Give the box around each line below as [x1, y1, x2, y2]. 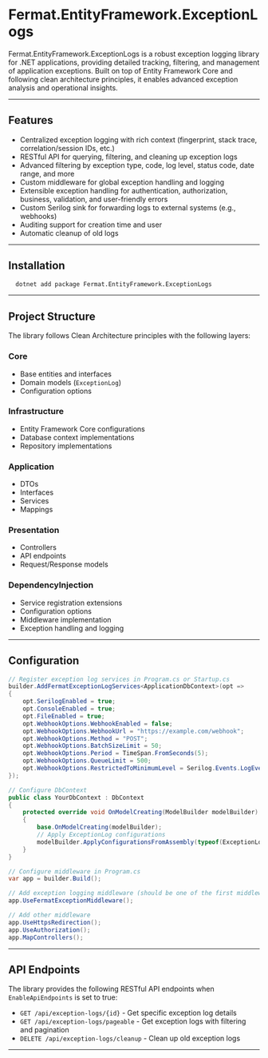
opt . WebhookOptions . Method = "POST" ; [22, 734, 148, 742]
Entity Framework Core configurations [19, 424, 145, 433]
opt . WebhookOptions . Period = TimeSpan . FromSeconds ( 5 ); [22, 750, 209, 758]
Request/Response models [19, 559, 109, 569]
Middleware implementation [19, 615, 112, 624]
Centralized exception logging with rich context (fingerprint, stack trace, [19, 134, 258, 145]
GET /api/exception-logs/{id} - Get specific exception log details [19, 1008, 237, 1018]
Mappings [19, 505, 53, 515]
